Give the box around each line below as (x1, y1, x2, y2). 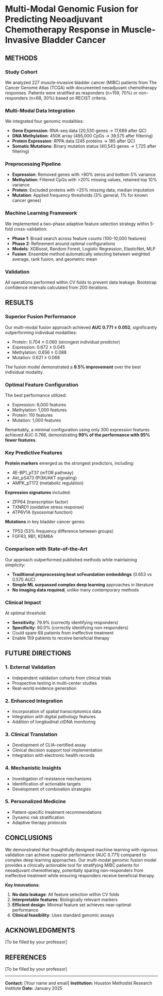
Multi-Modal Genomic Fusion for (5, 3, 138, 15)
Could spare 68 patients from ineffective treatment (12, 630, 114, 635)
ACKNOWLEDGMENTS (5, 926, 75, 935)
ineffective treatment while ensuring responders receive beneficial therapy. (5, 872, 155, 878)
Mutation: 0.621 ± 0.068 (12, 354, 60, 360)
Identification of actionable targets (12, 781, 81, 786)
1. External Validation (5, 664, 56, 670)
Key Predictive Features (5, 449, 63, 456)
